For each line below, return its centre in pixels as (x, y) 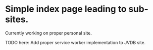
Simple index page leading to (66, 9)
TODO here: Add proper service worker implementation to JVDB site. (76, 42)
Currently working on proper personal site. (49, 33)
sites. (17, 19)
